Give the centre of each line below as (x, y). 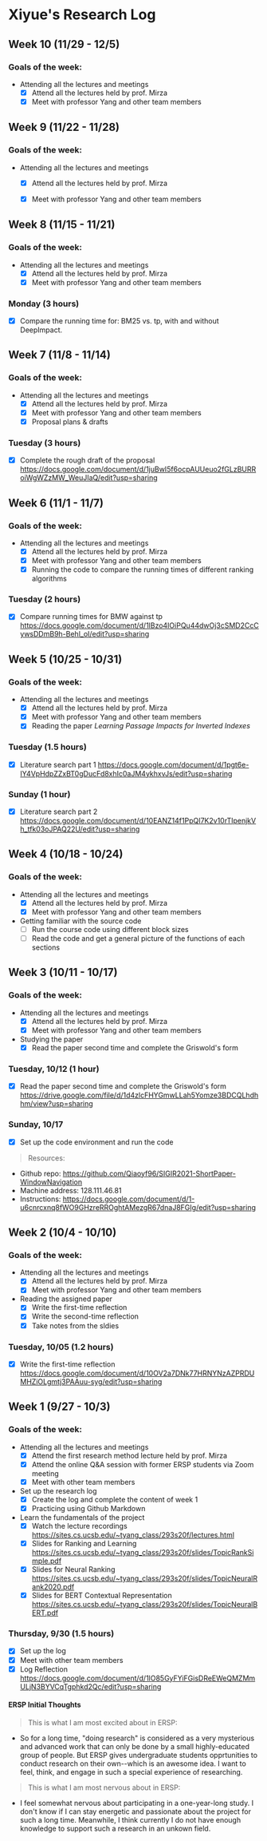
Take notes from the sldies (75, 1325)
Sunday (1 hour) (39, 794)
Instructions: (40, 1199)
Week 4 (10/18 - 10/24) (66, 854)
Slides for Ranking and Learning (84, 1543)
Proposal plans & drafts (70, 422)
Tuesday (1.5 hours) (48, 747)
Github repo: (40, 1173)
